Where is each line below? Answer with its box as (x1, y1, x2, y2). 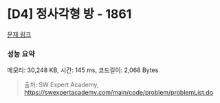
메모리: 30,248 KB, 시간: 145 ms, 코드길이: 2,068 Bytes (7, 66, 159, 74)
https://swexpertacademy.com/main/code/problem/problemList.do (23, 89, 214, 97)
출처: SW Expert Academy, (23, 80, 99, 89)
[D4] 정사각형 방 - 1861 (7, 6, 132, 22)
